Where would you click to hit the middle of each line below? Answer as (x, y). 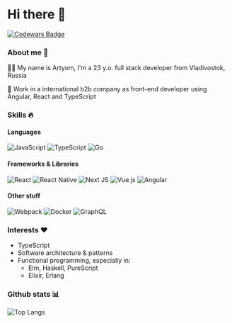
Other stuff (24, 196)
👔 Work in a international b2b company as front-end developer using (107, 89)
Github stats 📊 (34, 294)
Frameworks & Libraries (43, 164)
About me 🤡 (28, 52)
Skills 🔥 (21, 115)
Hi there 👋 (36, 15)
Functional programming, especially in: (74, 261)
